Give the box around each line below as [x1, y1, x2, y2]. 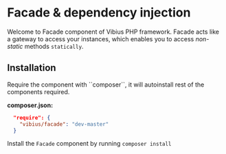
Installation [7, 62, 56, 74]
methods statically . [24, 42, 84, 50]
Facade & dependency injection [7, 5, 191, 21]
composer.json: [7, 101, 54, 109]
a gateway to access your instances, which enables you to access [7, 34, 194, 43]
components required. [7, 87, 70, 96]
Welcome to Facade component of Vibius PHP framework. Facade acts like [7, 27, 220, 36]
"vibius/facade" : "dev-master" [19, 120, 109, 128]
